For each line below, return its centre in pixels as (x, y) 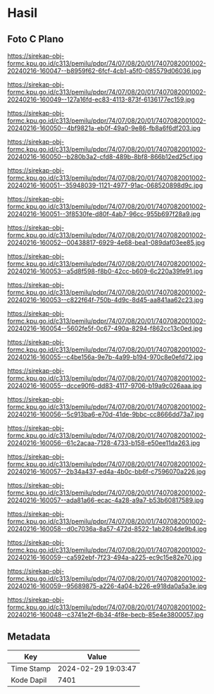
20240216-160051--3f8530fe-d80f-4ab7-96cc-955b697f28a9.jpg (104, 214)
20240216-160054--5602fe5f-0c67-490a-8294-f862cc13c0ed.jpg (105, 328)
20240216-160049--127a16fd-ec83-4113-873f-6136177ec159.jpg (101, 99)
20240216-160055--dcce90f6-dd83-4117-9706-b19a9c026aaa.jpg (105, 386)
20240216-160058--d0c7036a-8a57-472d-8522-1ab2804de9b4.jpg (107, 529)
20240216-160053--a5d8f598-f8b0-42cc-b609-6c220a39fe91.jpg (105, 271)
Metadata (29, 637)
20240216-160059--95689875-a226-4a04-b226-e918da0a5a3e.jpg (107, 586)
